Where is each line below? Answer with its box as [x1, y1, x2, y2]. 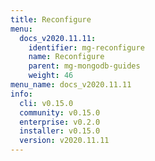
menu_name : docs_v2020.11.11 [10, 80, 132, 90]
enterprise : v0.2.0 [19, 117, 101, 127]
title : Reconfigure [10, 14, 92, 25]
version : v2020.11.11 [19, 136, 110, 146]
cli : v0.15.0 [19, 98, 74, 108]
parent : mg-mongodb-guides [28, 61, 141, 71]
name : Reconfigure [28, 52, 105, 62]
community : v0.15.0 [19, 107, 101, 118]
